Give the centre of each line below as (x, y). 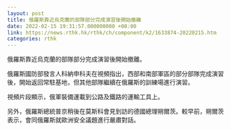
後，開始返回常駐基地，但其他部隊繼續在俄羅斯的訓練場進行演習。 (100, 82)
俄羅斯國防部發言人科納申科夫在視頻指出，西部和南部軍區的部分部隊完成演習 (115, 74)
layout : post (26, 13)
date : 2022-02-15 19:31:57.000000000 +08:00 (72, 26)
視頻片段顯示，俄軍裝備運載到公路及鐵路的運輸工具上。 (85, 97)
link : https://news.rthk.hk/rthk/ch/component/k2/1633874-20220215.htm (112, 32)
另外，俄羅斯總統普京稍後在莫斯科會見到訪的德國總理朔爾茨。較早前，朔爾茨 (115, 112)
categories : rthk (32, 39)
